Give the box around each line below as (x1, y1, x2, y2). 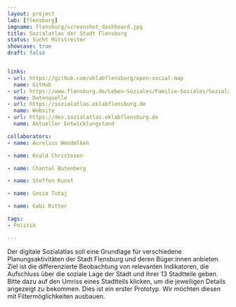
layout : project (7, 10, 55, 18)
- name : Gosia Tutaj (7, 190, 68, 197)
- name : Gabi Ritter (7, 203, 68, 210)
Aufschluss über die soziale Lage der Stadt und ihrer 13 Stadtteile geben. (7, 269, 218, 278)
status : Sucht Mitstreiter (7, 36, 86, 43)
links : (7, 68, 27, 75)
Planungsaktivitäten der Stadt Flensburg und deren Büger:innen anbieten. (7, 254, 220, 263)
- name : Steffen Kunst (7, 177, 74, 184)
